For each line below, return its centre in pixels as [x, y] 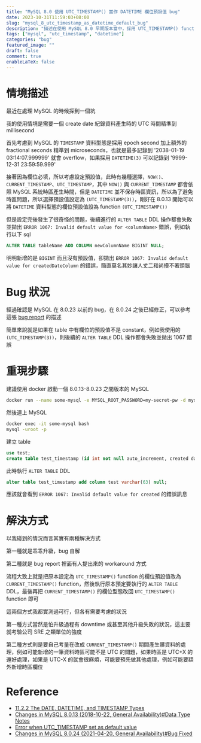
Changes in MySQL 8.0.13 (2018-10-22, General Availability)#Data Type [102, 715]
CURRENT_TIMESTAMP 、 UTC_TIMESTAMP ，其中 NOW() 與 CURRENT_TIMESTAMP [91, 184]
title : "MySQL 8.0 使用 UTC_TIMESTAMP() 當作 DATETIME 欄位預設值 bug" [93, 12]
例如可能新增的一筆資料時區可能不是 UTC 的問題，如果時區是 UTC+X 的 [105, 652]
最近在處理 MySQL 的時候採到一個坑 [51, 111]
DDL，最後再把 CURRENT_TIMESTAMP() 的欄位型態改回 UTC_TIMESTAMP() [91, 592]
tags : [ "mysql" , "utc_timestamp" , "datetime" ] [65, 34]
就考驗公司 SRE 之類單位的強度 [44, 632]
